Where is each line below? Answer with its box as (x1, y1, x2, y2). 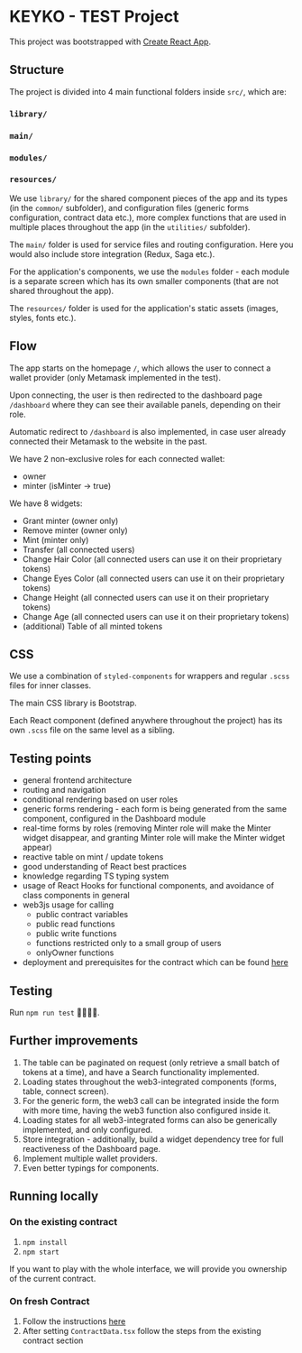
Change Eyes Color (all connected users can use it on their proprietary (22, 573, 286, 584)
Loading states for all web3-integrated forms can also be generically (22, 1114, 278, 1125)
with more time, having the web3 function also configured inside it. (22, 1105, 271, 1116)
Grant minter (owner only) (22, 515, 119, 526)
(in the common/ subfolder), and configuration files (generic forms (9, 202, 250, 213)
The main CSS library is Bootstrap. (9, 697, 137, 709)
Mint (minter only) (22, 534, 89, 545)
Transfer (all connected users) (22, 544, 135, 555)
